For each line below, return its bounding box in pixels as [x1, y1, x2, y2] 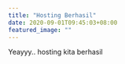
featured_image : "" [8, 26, 72, 34]
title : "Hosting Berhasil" [8, 11, 97, 20]
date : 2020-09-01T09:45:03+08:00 [8, 19, 118, 27]
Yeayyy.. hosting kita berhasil [8, 48, 104, 57]
